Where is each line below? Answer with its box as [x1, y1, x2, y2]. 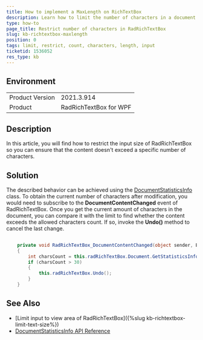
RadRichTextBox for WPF [60, 103, 132, 112]
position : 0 [6, 37, 36, 43]
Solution [6, 170, 39, 180]
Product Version [9, 93, 56, 102]
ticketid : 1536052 [6, 48, 53, 54]
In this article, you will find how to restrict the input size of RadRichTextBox [6, 140, 192, 147]
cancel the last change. [6, 225, 65, 232]
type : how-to [6, 20, 39, 26]
